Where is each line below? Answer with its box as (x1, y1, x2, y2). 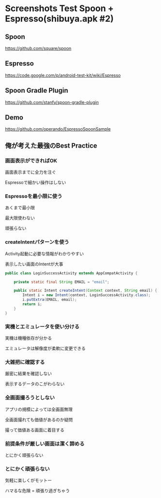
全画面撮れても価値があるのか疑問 (5, 416, 73, 422)
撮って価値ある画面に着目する (5, 427, 64, 432)
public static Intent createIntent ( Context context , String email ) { (14, 288, 158, 293)
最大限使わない (5, 215, 35, 221)
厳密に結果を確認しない (5, 371, 52, 377)
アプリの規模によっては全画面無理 (5, 406, 73, 412)
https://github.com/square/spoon (5, 46, 72, 51)
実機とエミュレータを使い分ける (5, 323, 80, 330)
